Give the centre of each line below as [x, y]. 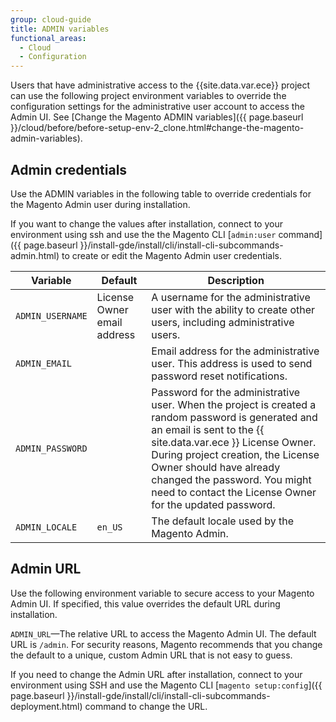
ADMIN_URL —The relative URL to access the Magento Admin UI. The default [163, 633]
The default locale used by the [223, 521]
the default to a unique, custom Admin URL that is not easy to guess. [151, 655]
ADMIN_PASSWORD [51, 448]
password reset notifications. [219, 376]
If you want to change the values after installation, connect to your [146, 223]
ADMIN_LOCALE [46, 527]
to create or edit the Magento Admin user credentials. [171, 255]
